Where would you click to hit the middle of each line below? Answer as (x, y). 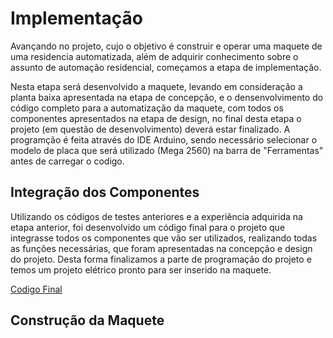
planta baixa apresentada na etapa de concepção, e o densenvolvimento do (167, 97)
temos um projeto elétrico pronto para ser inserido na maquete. (141, 269)
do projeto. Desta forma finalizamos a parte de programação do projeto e (161, 259)
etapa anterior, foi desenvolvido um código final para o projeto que (148, 227)
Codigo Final (36, 289)
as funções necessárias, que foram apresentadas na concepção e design (161, 248)
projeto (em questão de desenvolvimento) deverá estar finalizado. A (150, 129)
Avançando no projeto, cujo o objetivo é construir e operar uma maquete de (166, 46)
